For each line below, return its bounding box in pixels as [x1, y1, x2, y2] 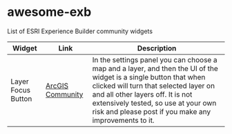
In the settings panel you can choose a [92, 55, 217, 64]
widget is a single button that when [92, 72, 206, 82]
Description [137, 43, 177, 52]
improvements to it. [92, 115, 155, 125]
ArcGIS [46, 81, 69, 90]
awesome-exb [7, 4, 92, 20]
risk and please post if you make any [92, 106, 211, 116]
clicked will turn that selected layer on [92, 81, 215, 90]
